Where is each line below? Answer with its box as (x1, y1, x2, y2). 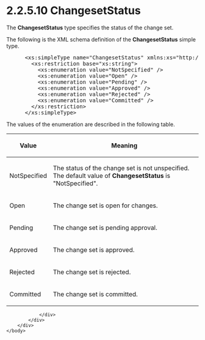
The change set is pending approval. (52, 223, 157, 232)
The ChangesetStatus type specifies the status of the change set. (6, 24, 174, 31)
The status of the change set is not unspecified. (52, 163, 190, 172)
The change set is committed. (52, 290, 138, 298)
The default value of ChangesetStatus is (52, 171, 171, 180)
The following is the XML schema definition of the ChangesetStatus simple (6, 35, 196, 43)
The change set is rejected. (52, 267, 131, 276)
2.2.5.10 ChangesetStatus (6, 4, 142, 18)
